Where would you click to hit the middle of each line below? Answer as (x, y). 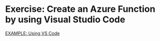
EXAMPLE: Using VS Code (33, 33)
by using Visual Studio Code (65, 20)
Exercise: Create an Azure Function (80, 9)
